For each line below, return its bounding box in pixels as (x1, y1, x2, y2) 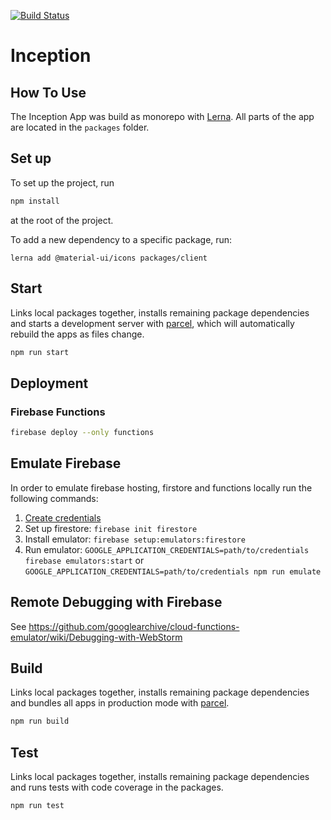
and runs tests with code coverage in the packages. (10, 781, 224, 794)
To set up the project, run (10, 176, 115, 189)
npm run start (10, 347, 70, 357)
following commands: (10, 492, 99, 504)
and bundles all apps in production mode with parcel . (10, 697, 230, 709)
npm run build (10, 716, 70, 727)
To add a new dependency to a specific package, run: (10, 233, 233, 245)
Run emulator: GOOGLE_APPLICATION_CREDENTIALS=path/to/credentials (24, 543, 310, 555)
